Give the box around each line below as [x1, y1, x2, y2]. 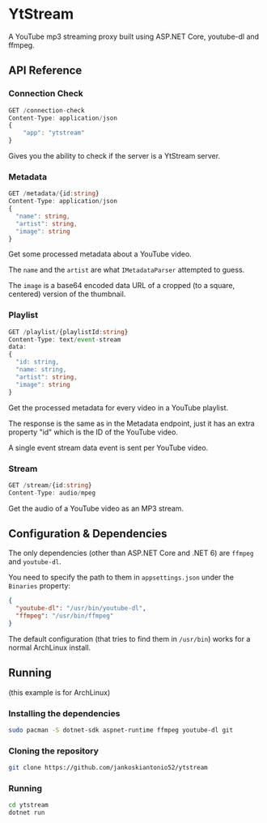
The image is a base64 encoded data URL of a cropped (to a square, [8, 281, 235, 291]
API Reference [8, 64, 83, 78]
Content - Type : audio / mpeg [8, 489, 95, 497]
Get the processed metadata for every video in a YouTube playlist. [8, 402, 229, 413]
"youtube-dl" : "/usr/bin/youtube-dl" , [15, 605, 147, 613]
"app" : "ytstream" [23, 129, 85, 138]
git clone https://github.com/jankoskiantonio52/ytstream [8, 764, 208, 772]
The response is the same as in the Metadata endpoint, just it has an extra [8, 418, 255, 428]
